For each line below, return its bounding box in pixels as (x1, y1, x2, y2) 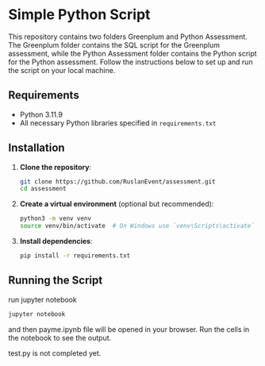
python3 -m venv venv (19, 214, 92, 223)
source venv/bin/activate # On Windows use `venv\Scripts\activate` (19, 222, 255, 230)
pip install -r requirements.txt (19, 252, 131, 260)
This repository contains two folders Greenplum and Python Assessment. (8, 32, 248, 41)
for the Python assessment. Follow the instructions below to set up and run (8, 57, 253, 67)
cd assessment (19, 185, 67, 193)
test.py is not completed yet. (8, 348, 102, 358)
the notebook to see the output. (8, 333, 112, 342)
